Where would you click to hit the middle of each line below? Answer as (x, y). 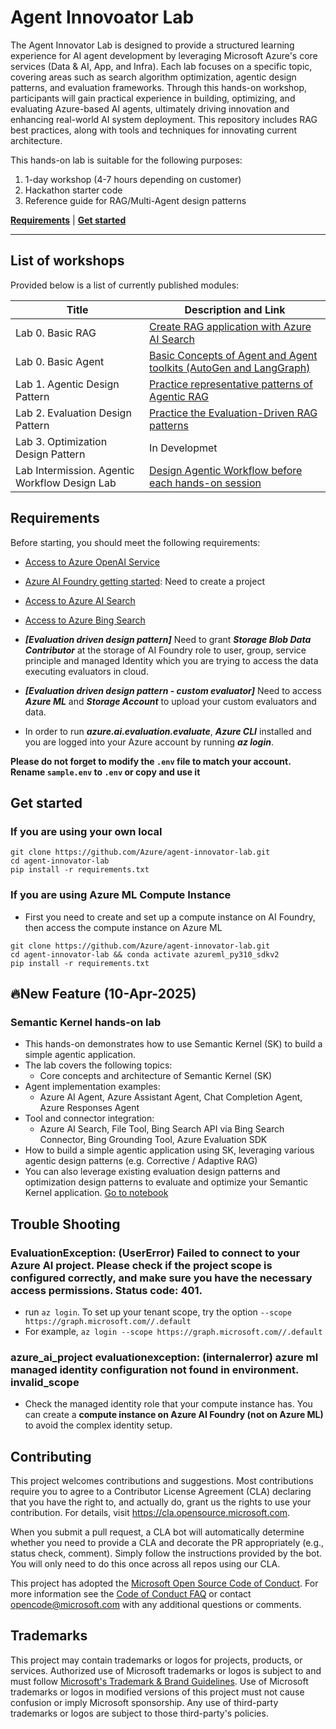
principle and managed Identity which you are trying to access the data (171, 660)
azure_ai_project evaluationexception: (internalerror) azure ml (164, 1357)
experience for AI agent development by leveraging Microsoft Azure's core (164, 55)
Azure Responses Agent (89, 1108)
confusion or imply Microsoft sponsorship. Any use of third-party (144, 1702)
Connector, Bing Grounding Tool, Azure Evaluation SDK (153, 1140)
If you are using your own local (86, 831)
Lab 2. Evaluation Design (73, 413)
